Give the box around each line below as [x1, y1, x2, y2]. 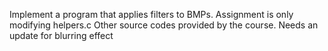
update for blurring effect [9, 30, 114, 41]
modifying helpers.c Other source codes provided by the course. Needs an [9, 19, 319, 31]
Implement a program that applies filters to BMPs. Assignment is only [9, 9, 294, 20]
